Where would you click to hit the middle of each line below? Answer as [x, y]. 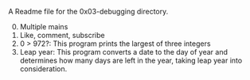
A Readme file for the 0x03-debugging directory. [88, 11]
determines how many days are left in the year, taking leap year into [131, 60]
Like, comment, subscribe [62, 35]
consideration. [43, 69]
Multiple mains [44, 27]
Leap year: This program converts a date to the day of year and [124, 52]
